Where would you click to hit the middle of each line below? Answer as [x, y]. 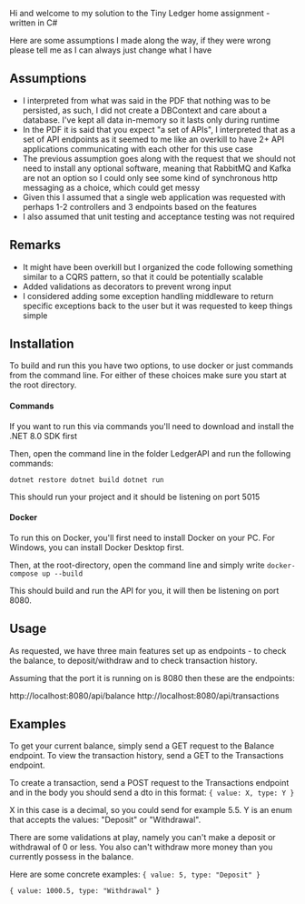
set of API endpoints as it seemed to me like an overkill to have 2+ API [153, 139]
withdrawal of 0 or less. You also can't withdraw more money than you [141, 847]
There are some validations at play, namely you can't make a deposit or [143, 838]
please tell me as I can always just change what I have [111, 50]
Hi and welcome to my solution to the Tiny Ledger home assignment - [140, 13]
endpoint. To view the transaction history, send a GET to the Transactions [147, 756]
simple [35, 315]
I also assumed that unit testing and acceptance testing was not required [158, 216]
